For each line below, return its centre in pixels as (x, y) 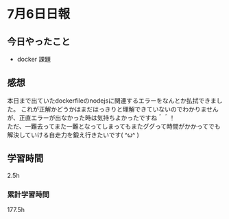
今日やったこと (39, 41)
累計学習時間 (28, 194)
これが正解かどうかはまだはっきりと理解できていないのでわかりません (119, 109)
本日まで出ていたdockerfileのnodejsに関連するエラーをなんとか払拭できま (112, 101)
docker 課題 (34, 59)
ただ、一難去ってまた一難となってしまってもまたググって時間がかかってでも (114, 126)
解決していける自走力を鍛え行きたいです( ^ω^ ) (73, 135)
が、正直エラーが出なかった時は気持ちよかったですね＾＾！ (91, 118)
